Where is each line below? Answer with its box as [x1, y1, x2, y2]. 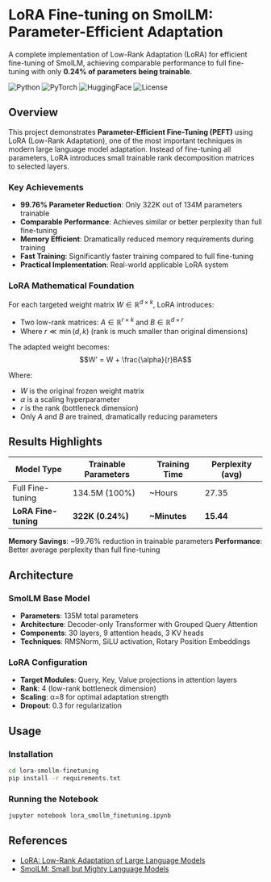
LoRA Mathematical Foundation [8, 280, 135, 291]
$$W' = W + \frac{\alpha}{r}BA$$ [79, 354, 192, 364]
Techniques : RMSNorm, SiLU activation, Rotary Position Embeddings [19, 637, 251, 646]
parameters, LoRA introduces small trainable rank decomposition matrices [8, 153, 255, 162]
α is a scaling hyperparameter [19, 394, 120, 404]
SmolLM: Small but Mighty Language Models [19, 863, 169, 873]
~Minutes [148, 511, 187, 522]
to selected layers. [8, 161, 70, 171]
